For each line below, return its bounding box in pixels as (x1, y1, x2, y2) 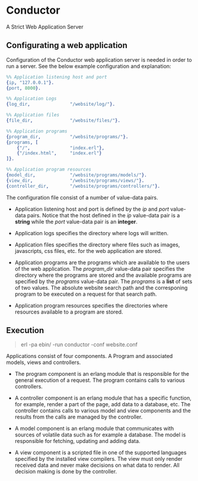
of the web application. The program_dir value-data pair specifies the (14, 265, 185, 272)
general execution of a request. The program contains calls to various (14, 376, 185, 384)
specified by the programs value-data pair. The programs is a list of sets (14, 277, 193, 285)
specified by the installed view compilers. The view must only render (14, 455, 183, 463)
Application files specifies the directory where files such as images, (14, 241, 180, 248)
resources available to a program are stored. (14, 308, 123, 315)
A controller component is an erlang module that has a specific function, (14, 394, 191, 401)
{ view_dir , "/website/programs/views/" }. (6, 178, 145, 183)
